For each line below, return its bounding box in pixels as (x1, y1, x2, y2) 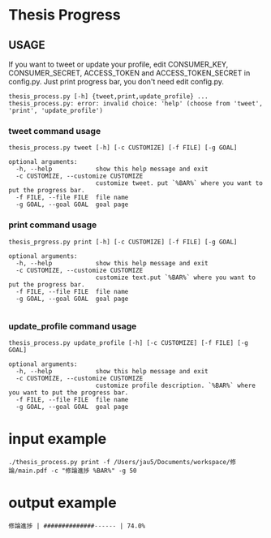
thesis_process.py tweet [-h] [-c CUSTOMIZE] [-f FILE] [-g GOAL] (8, 144, 238, 152)
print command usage (8, 219, 97, 230)
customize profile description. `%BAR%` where (95, 381, 256, 390)
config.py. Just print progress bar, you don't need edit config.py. (8, 77, 225, 86)
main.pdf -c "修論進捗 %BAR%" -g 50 (18, 467, 137, 475)
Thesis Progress (8, 6, 121, 24)
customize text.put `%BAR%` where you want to (95, 273, 256, 282)
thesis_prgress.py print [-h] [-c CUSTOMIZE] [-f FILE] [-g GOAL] (8, 238, 238, 246)
